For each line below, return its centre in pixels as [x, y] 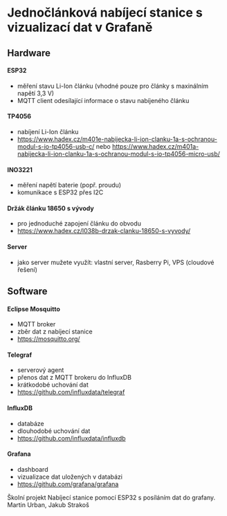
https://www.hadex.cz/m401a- [155, 146]
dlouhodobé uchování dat [54, 431]
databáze [30, 423]
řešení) [27, 269]
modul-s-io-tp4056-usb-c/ [56, 146]
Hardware [29, 53]
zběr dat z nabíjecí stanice [55, 332]
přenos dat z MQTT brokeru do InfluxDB [74, 378]
